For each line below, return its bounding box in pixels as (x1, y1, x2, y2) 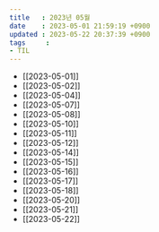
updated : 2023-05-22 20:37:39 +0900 (9, 30, 151, 39)
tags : (9, 38, 50, 47)
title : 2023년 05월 (9, 13, 91, 22)
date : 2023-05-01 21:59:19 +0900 (9, 21, 151, 30)
